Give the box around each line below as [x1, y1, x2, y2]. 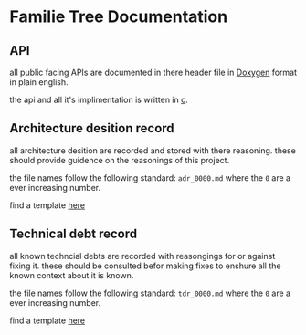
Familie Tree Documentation [9, 6, 228, 27]
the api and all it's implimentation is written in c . [9, 94, 189, 105]
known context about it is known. [9, 269, 134, 280]
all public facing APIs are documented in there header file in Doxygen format [9, 67, 298, 78]
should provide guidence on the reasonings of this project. [9, 154, 230, 165]
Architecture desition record [9, 120, 175, 136]
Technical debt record [9, 226, 138, 242]
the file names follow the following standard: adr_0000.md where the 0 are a [9, 172, 290, 183]
